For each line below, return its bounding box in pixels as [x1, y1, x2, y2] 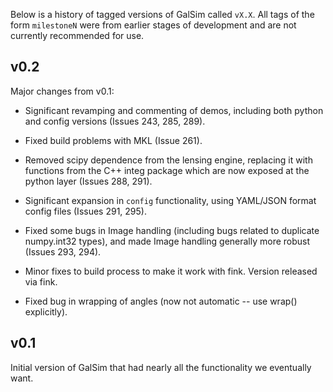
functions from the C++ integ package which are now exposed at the [24, 164, 310, 176]
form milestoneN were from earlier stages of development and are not [10, 19, 297, 31]
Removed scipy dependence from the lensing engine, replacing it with [24, 154, 313, 166]
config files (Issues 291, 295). [24, 205, 147, 217]
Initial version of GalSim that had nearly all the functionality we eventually [10, 361, 312, 373]
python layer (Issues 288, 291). [24, 175, 153, 187]
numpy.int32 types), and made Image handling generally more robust [24, 235, 311, 247]
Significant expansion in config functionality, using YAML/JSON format [24, 194, 317, 206]
